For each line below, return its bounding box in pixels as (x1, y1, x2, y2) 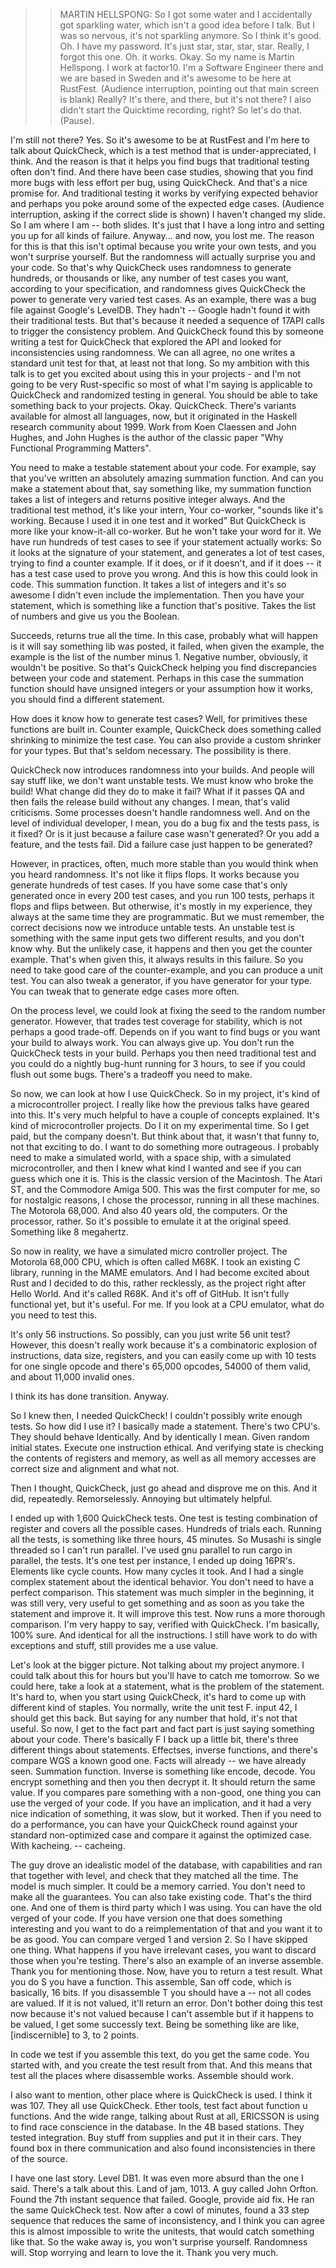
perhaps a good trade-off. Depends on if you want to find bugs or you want (10, 1026, 321, 1038)
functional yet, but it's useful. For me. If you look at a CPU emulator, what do (10, 1299, 325, 1310)
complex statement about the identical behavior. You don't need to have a (10, 1576, 315, 1588)
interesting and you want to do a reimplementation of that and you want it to (10, 1923, 323, 1934)
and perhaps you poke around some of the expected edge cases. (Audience (10, 198, 325, 209)
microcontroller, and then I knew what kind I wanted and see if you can (10, 1162, 302, 1174)
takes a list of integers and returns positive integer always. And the (10, 494, 286, 505)
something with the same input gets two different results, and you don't (10, 932, 305, 944)
